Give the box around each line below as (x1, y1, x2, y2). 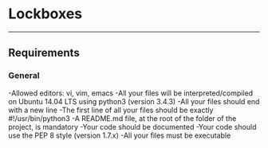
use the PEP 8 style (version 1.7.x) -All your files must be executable (8, 130, 231, 140)
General (8, 70, 40, 81)
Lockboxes (8, 5, 83, 23)
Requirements (8, 46, 80, 60)
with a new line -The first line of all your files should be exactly (8, 105, 214, 115)
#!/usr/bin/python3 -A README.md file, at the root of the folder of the (8, 113, 237, 123)
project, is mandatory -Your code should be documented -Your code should (8, 122, 257, 131)
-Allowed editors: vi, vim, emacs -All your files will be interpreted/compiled (8, 88, 254, 98)
